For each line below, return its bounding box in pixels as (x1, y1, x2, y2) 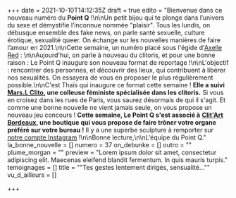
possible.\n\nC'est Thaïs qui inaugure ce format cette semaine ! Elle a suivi (7, 81, 225, 89)
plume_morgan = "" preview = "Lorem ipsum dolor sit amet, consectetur (7, 148, 217, 156)
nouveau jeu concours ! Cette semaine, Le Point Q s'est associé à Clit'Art (7, 111, 223, 119)
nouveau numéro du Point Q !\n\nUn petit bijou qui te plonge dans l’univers (7, 13, 225, 22)
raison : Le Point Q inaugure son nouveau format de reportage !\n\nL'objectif (7, 58, 229, 66)
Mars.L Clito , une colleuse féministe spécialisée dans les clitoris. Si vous (7, 88, 224, 97)
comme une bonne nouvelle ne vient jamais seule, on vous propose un (7, 104, 213, 111)
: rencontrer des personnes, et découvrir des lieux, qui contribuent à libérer (7, 66, 226, 74)
